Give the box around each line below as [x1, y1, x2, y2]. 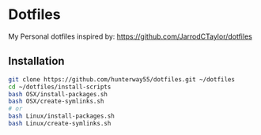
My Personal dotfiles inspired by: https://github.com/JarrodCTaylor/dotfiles [8, 32, 253, 41]
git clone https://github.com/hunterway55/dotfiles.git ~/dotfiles [8, 75, 236, 84]
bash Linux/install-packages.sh [8, 112, 115, 120]
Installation [8, 54, 65, 68]
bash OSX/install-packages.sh [8, 90, 108, 98]
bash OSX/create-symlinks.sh [8, 97, 104, 106]
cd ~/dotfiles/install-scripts [8, 83, 112, 91]
